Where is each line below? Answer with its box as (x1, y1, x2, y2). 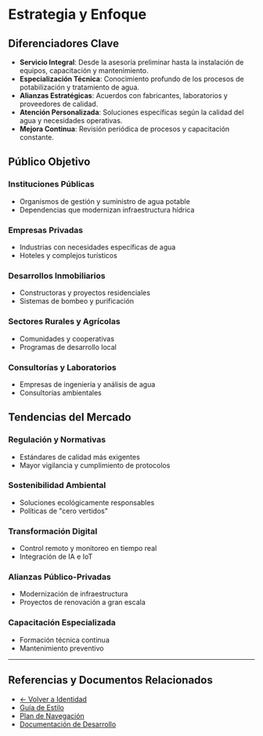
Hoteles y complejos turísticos (19, 250, 117, 260)
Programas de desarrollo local (19, 342, 117, 352)
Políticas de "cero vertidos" (19, 506, 108, 516)
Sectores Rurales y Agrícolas (8, 316, 121, 327)
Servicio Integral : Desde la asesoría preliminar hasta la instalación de (19, 57, 244, 67)
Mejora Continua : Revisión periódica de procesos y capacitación (19, 124, 230, 133)
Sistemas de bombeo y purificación (19, 297, 135, 306)
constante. (19, 133, 55, 142)
